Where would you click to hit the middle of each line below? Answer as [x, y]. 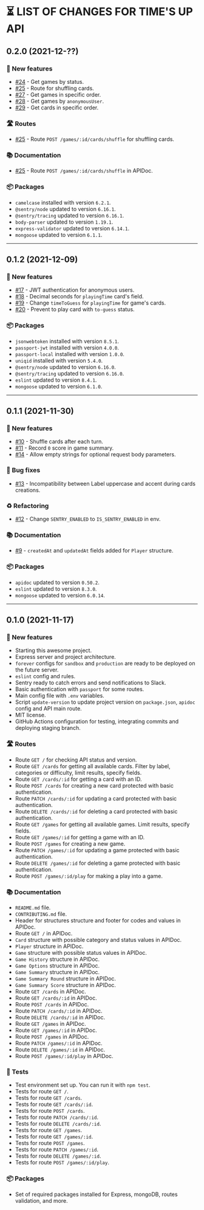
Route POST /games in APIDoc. [52, 1036]
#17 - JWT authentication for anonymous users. [75, 290]
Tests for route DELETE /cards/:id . [58, 1124]
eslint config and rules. [45, 676]
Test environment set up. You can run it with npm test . [83, 1085]
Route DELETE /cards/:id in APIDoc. [60, 1017]
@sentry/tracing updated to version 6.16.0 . [70, 373]
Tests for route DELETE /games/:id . [58, 1156]
